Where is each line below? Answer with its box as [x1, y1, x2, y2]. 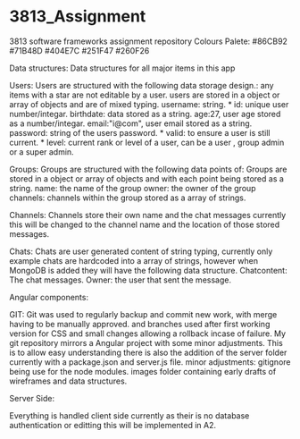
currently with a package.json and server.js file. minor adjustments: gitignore [9, 356, 291, 367]
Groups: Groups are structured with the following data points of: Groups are [9, 164, 287, 174]
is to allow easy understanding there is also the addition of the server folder [9, 347, 287, 358]
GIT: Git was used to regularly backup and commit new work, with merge [9, 308, 278, 319]
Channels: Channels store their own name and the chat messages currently [9, 209, 287, 220]
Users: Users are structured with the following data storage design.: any [9, 80, 274, 90]
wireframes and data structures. [9, 376, 128, 386]
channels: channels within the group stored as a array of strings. [9, 192, 246, 203]
